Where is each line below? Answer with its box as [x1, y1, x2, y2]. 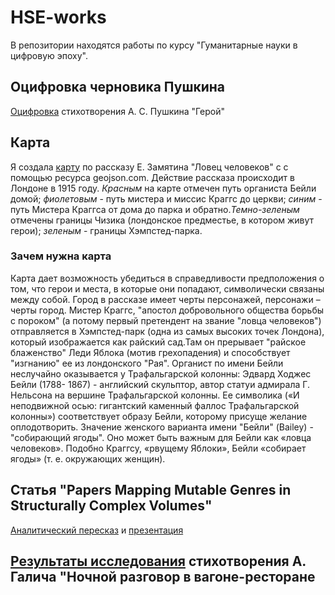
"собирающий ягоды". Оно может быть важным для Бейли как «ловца [10, 431, 312, 443]
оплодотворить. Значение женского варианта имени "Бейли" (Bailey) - [10, 421, 314, 433]
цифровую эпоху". [10, 49, 88, 61]
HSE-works [10, 6, 107, 29]
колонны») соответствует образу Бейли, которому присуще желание [10, 410, 308, 422]
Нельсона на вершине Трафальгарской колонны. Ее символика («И [10, 389, 300, 401]
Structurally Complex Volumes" [10, 497, 213, 515]
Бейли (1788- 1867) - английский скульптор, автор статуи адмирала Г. [10, 378, 310, 390]
